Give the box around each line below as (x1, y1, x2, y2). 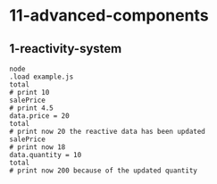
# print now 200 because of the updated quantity (9, 166, 198, 175)
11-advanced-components (9, 5, 209, 26)
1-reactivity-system (9, 41, 122, 56)
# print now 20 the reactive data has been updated (9, 127, 205, 136)
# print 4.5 (9, 104, 54, 113)
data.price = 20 (9, 112, 70, 121)
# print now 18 (9, 143, 66, 152)
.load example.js (9, 72, 74, 81)
